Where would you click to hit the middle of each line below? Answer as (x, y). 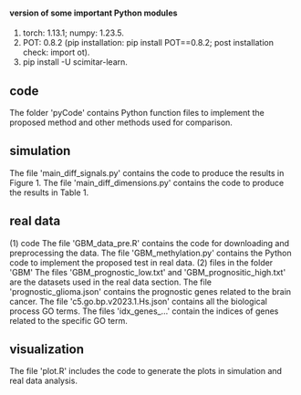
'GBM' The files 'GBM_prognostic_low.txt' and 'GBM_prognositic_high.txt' (148, 272)
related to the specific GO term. (68, 320)
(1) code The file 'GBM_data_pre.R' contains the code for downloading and (150, 243)
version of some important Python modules (93, 13)
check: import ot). (56, 52)
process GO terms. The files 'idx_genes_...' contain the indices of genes (144, 311)
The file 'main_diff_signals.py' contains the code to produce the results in (147, 172)
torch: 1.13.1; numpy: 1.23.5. (73, 33)
